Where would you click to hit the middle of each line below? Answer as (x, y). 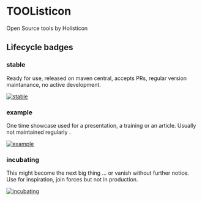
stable (16, 65)
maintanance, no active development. (54, 84)
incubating (23, 159)
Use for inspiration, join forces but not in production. (72, 180)
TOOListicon (39, 11)
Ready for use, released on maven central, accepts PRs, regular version (97, 78)
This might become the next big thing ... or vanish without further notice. (98, 173)
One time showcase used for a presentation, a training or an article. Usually (101, 125)
